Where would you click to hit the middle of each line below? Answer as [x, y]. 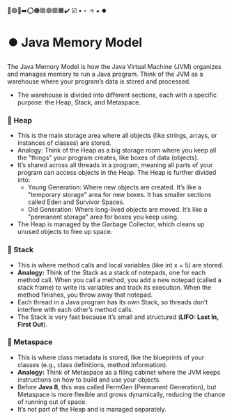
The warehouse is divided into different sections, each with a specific [117, 95]
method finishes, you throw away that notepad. [85, 295]
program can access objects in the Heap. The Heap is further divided [117, 173]
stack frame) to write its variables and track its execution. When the [114, 287]
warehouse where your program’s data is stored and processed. [99, 81]
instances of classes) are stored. [64, 143]
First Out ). [32, 324]
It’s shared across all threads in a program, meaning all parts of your [115, 165]
